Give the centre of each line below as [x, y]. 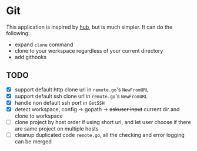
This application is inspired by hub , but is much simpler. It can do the [89, 27]
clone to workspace [39, 116]
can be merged [33, 142]
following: [18, 33]
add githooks [31, 57]
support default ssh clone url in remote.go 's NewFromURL [81, 96]
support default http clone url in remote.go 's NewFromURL [81, 90]
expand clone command [44, 44]
